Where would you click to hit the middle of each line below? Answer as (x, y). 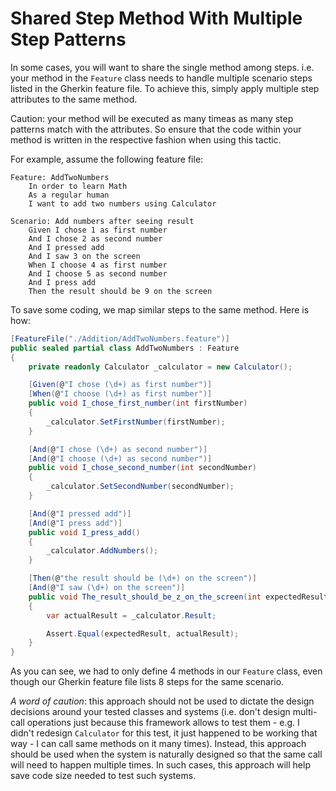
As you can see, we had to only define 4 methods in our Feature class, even (166, 671)
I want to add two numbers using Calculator (122, 203)
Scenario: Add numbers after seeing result (102, 221)
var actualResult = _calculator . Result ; (131, 615)
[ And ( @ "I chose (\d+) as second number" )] (118, 449)
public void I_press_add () (84, 532)
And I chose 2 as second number (95, 238)
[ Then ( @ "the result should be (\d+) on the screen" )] (142, 578)
